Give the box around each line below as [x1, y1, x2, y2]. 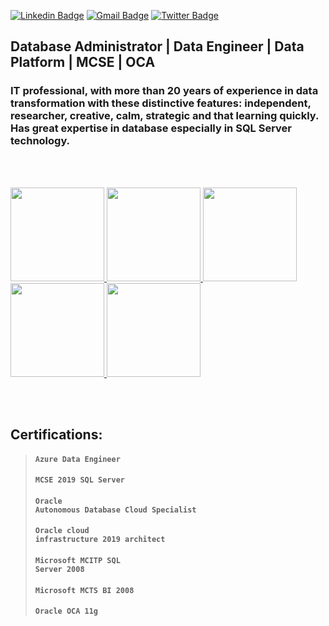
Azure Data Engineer [34, 454, 121, 464]
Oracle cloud [34, 526, 90, 536]
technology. [10, 134, 71, 148]
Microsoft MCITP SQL [34, 556, 121, 566]
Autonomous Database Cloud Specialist [34, 505, 197, 515]
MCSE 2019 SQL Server [34, 475, 125, 485]
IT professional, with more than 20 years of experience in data [10, 84, 319, 98]
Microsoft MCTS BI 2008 [34, 585, 135, 595]
